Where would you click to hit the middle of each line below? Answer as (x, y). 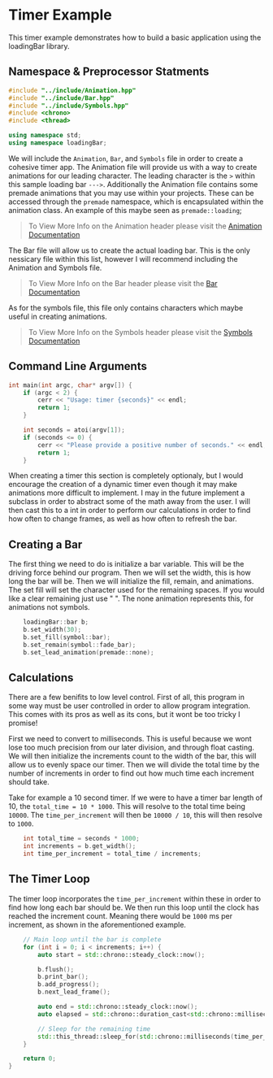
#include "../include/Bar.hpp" (61, 98)
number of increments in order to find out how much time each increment (131, 773)
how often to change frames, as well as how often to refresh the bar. (123, 519)
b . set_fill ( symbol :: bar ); (67, 637)
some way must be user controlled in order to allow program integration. (129, 706)
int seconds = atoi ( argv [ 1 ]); (74, 430)
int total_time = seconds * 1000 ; (81, 839)
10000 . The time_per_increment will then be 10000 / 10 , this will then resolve (135, 815)
